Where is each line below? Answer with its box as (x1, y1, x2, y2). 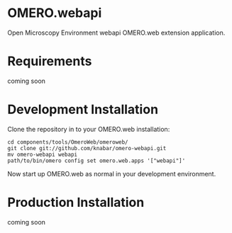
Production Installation (7, 195, 145, 210)
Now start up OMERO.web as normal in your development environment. (7, 169, 216, 178)
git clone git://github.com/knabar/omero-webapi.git (7, 144, 167, 152)
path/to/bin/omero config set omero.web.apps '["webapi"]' (7, 157, 186, 164)
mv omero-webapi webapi (7, 151, 78, 158)
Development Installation (7, 101, 158, 118)
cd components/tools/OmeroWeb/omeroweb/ (7, 138, 129, 146)
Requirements (7, 53, 92, 69)
